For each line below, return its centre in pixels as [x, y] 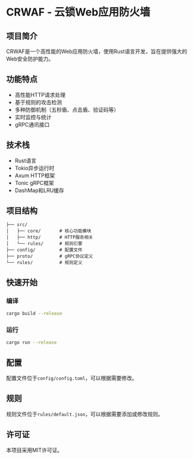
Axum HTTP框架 [35, 175]
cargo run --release [32, 342]
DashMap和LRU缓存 [39, 190]
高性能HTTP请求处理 [40, 95]
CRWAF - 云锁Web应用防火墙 [78, 12]
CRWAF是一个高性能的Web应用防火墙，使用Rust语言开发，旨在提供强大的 [97, 51]
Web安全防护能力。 [30, 59]
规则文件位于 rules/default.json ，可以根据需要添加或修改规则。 [85, 414]
